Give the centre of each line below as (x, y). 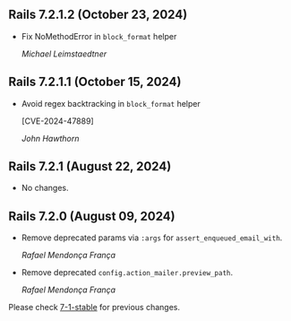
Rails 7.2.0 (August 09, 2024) (92, 216)
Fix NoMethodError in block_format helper (99, 36)
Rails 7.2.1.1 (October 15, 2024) (95, 82)
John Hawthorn (50, 138)
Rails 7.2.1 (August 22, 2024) (90, 166)
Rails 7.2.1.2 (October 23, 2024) (98, 15)
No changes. (45, 188)
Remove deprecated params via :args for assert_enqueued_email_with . (152, 238)
